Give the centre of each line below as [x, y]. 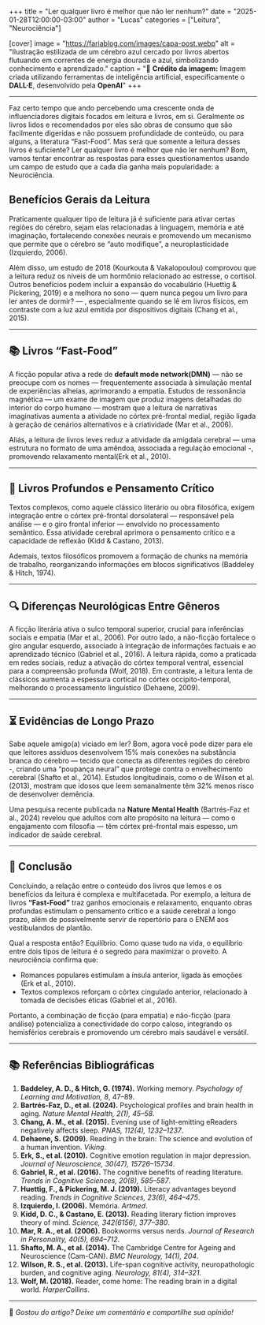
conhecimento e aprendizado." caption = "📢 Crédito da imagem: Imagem [127, 69]
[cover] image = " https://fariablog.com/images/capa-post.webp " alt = [122, 43]
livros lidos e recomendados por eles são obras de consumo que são [121, 125]
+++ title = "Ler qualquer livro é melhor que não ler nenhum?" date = [120, 11]
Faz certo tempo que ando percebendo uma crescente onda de [112, 108]
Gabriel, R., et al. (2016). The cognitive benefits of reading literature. [132, 1172]
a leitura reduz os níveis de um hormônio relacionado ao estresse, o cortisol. [133, 276]
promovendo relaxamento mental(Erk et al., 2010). [90, 456]
